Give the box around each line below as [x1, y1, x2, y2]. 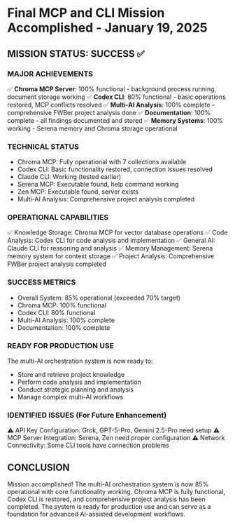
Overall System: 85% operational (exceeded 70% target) [17, 293, 180, 302]
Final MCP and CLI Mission [7, 5, 165, 21]
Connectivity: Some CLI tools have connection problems [7, 441, 169, 450]
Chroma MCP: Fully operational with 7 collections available [17, 158, 187, 166]
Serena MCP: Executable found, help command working [17, 180, 179, 189]
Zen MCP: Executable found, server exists [17, 187, 138, 196]
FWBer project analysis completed [7, 260, 107, 268]
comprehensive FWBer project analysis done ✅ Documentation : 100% [7, 108, 211, 117]
